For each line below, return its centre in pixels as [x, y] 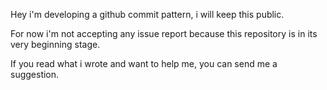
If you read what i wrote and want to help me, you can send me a [144, 63]
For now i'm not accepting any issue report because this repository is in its [164, 33]
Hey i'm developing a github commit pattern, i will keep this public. [147, 14]
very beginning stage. [55, 44]
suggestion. [35, 74]
